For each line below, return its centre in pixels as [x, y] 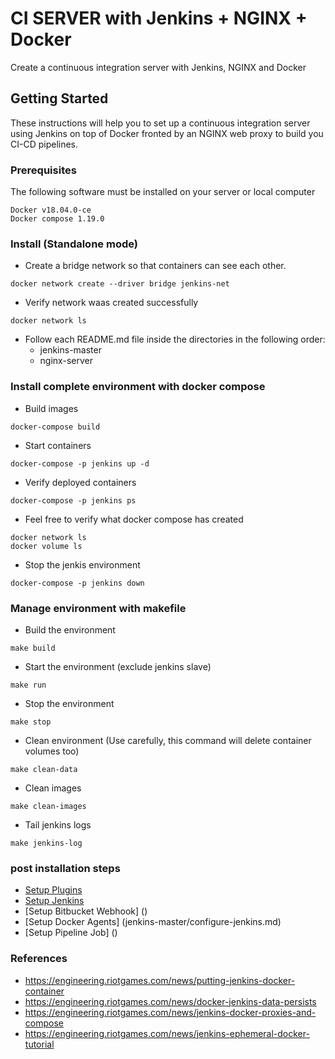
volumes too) [52, 751]
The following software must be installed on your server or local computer [163, 192]
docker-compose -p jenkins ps [73, 500]
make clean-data [44, 769]
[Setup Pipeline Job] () [71, 933]
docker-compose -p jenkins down [77, 583]
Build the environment [70, 629]
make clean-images [48, 806]
